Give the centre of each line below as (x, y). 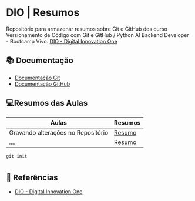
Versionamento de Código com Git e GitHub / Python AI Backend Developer (97, 35)
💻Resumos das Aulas (47, 103)
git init (17, 156)
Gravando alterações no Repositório (59, 132)
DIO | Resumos (43, 13)
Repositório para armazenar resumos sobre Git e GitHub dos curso (87, 29)
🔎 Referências (32, 177)
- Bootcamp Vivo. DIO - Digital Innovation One (62, 41)
